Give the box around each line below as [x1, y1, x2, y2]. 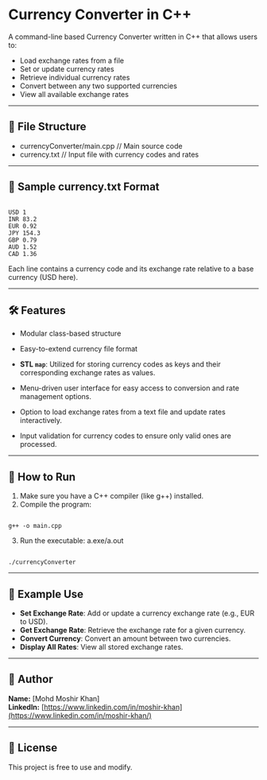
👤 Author [8, 673, 53, 686]
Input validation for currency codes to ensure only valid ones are [19, 431, 232, 440]
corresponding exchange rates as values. [19, 368, 156, 378]
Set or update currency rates [19, 64, 114, 73]
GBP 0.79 [8, 236, 37, 244]
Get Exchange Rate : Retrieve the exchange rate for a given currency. [19, 626, 246, 634]
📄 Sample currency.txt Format [8, 180, 161, 194]
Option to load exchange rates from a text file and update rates [19, 407, 226, 417]
